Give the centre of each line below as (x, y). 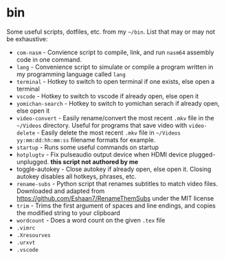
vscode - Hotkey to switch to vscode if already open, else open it (108, 96)
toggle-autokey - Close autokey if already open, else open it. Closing (114, 169)
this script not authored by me (94, 161)
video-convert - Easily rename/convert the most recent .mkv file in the (115, 117)
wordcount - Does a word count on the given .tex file (91, 220)
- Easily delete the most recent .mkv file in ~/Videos (109, 133)
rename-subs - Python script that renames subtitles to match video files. (117, 183)
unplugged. (33, 161)
